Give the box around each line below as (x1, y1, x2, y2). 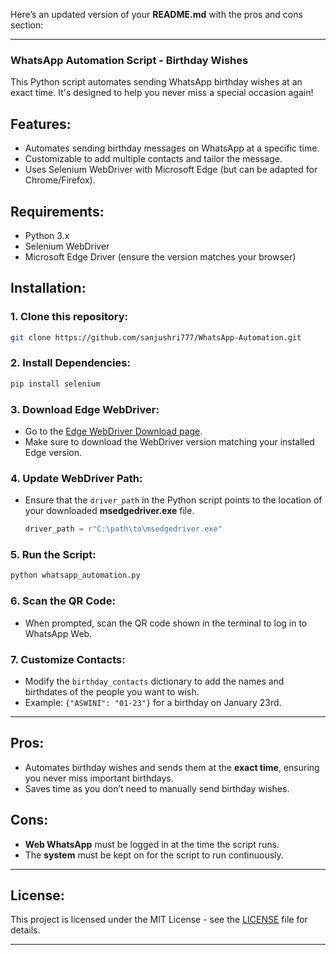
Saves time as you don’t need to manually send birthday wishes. (24, 782, 290, 794)
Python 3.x (24, 229, 70, 241)
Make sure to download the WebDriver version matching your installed (24, 435, 315, 448)
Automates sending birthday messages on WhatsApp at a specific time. (24, 142, 320, 154)
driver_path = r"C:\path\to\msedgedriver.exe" (24, 524, 223, 534)
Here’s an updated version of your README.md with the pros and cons (10, 9, 303, 20)
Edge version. (24, 446, 82, 458)
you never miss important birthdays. (24, 772, 174, 784)
